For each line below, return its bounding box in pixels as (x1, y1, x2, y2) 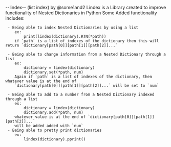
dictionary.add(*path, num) (24, 110, 83, 115)
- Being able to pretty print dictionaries (7, 128, 102, 133)
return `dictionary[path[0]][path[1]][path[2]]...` (5, 43, 118, 48)
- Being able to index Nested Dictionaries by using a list (7, 25, 139, 30)
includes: (5, 15, 25, 21)
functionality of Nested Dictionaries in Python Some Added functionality (5, 10, 157, 16)
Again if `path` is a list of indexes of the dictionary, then (14, 74, 153, 79)
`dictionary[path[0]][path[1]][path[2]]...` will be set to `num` (14, 83, 159, 88)
